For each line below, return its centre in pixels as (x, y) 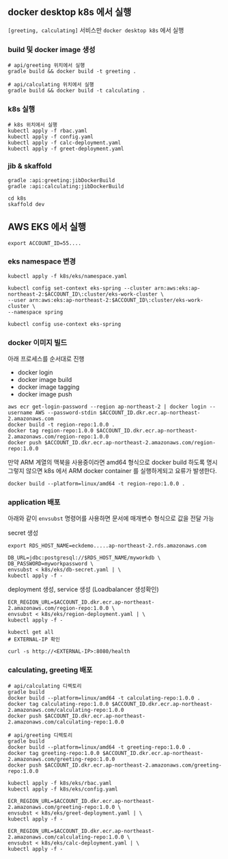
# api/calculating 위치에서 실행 (51, 85)
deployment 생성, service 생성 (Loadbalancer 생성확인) (83, 589)
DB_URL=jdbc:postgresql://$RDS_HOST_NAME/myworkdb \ (84, 558)
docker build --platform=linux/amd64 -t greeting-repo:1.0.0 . (100, 747)
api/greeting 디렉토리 (43, 735)
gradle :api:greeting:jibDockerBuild (61, 180)
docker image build (45, 380)
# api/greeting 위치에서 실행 (46, 66)
